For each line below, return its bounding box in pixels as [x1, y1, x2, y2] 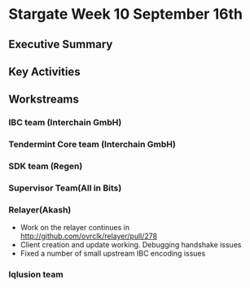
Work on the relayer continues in [20, 223, 130, 233]
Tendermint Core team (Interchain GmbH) [8, 139, 177, 151]
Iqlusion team [8, 269, 64, 281]
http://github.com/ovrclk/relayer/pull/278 [20, 231, 157, 241]
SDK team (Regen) [8, 160, 83, 172]
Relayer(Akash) [8, 204, 72, 216]
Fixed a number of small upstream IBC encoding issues [20, 249, 206, 259]
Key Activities [8, 64, 81, 78]
